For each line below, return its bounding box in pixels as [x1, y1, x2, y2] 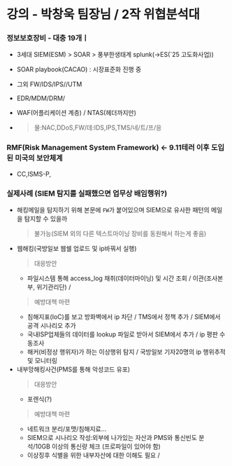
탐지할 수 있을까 [24, 214, 68, 223]
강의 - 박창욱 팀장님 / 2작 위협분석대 [6, 6, 201, 22]
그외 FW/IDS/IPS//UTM [16, 80, 82, 88]
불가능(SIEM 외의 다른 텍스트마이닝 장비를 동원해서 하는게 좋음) [34, 229, 207, 238]
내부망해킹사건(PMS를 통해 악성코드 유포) [16, 365, 131, 374]
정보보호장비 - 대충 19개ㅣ [6, 33, 89, 43]
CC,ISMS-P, [16, 170, 52, 178]
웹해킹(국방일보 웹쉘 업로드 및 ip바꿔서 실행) [16, 245, 137, 253]
